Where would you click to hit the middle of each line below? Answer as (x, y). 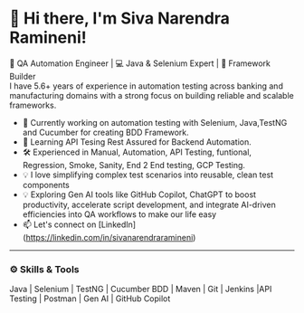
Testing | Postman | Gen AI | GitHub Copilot (90, 299)
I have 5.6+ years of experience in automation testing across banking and (146, 86)
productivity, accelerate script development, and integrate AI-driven (149, 204)
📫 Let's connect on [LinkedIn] (79, 224)
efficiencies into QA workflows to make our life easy (119, 214)
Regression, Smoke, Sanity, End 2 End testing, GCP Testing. (134, 165)
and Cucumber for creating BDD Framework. (106, 132)
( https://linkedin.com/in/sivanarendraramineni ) (109, 237)
